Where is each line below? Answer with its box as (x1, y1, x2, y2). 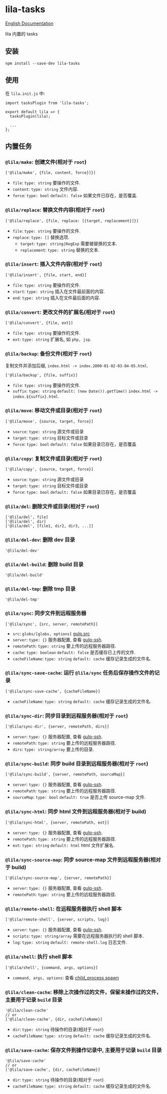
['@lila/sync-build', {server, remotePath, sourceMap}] (5, 772, 125, 777)
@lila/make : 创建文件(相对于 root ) (5, 158, 87, 165)
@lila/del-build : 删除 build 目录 (5, 561, 84, 568)
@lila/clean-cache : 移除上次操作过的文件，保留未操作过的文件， (5, 989, 162, 996)
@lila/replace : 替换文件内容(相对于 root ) (5, 206, 105, 213)
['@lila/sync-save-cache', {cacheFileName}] (5, 688, 100, 694)
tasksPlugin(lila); (10, 114, 51, 119)
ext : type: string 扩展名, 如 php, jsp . (12, 336, 92, 343)
